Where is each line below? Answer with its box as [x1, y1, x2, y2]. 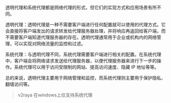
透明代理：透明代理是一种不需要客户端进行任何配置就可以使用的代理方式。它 [5, 22, 166, 27]
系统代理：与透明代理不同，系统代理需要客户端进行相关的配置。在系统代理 [5, 51, 161, 57]
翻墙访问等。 [5, 81, 32, 87]
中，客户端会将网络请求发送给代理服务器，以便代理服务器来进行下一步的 [5, 58, 157, 63]
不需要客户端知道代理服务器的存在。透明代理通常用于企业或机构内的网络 [5, 35, 157, 40]
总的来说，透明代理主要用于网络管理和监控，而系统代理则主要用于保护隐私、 [5, 75, 166, 81]
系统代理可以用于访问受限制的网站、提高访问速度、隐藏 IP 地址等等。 [14, 64, 159, 70]
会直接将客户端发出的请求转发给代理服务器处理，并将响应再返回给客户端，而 [5, 28, 166, 34]
